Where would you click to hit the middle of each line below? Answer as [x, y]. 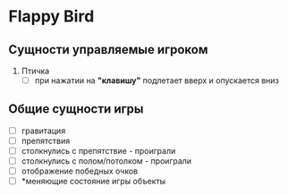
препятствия [46, 140]
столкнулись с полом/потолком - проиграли [106, 161]
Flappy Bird [51, 17]
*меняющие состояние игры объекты [93, 182]
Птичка [35, 71]
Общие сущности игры [76, 109]
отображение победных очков [80, 171]
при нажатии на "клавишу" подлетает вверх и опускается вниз [157, 81]
